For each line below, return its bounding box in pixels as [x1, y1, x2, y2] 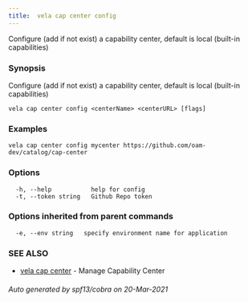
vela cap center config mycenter [8, 141, 120, 149]
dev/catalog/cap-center [8, 149, 88, 157]
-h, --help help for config [15, 186, 146, 194]
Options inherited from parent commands [8, 210, 174, 222]
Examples [8, 123, 48, 134]
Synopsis [8, 62, 46, 73]
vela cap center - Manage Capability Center [19, 266, 165, 275]
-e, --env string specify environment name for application [15, 229, 228, 237]
